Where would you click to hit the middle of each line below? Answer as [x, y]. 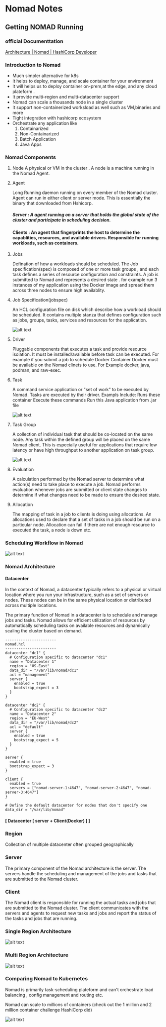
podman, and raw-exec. [37, 370]
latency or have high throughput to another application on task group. [83, 450]
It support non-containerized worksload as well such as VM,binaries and [86, 107]
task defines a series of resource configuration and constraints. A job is [85, 275]
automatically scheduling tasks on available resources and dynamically [78, 625]
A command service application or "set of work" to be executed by [80, 390]
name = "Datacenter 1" [33, 662]
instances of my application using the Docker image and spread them [83, 285]
